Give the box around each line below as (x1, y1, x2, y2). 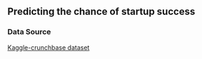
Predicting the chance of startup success (7, 6, 196, 18)
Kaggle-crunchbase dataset (7, 43, 90, 52)
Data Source (7, 27, 51, 37)
